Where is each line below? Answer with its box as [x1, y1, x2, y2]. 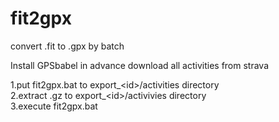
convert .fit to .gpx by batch [10, 40, 125, 52]
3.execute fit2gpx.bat [10, 100, 98, 112]
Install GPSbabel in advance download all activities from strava [10, 59, 270, 71]
